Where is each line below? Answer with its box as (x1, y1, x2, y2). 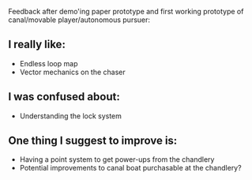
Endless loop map (19, 58, 78, 68)
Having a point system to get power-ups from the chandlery (19, 155, 215, 164)
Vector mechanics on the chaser (19, 67, 126, 77)
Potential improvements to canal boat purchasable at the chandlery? (19, 163, 243, 173)
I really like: (8, 38, 66, 51)
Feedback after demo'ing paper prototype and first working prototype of (8, 7, 244, 16)
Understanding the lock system (19, 111, 122, 121)
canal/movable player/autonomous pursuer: (8, 15, 151, 24)
